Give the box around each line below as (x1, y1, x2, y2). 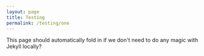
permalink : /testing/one (6, 20, 70, 26)
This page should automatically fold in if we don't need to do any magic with (6, 37, 199, 44)
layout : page (6, 8, 40, 15)
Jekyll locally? (6, 43, 42, 50)
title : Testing (6, 14, 45, 20)
